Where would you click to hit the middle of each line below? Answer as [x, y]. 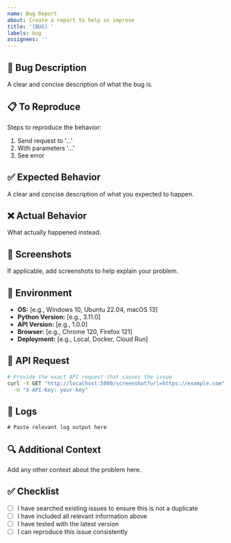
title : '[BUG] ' [31, 26]
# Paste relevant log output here [57, 428]
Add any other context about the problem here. [75, 470]
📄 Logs [22, 411]
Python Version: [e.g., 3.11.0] [59, 317]
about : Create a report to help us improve [71, 20]
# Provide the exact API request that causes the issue [89, 377]
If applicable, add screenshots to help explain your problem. [93, 271]
